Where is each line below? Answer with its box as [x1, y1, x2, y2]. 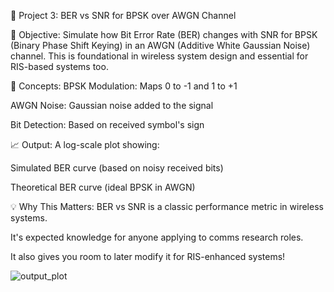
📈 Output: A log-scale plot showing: [10, 139, 160, 150]
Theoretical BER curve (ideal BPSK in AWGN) [10, 181, 196, 193]
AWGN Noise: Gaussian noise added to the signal [10, 100, 214, 111]
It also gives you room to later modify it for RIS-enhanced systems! [10, 251, 286, 262]
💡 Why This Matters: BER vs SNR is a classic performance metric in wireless [10, 201, 324, 212]
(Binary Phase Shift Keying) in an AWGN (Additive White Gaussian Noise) [10, 40, 311, 51]
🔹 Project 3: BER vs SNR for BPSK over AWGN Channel [10, 10, 237, 21]
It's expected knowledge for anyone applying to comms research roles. [10, 231, 304, 243]
